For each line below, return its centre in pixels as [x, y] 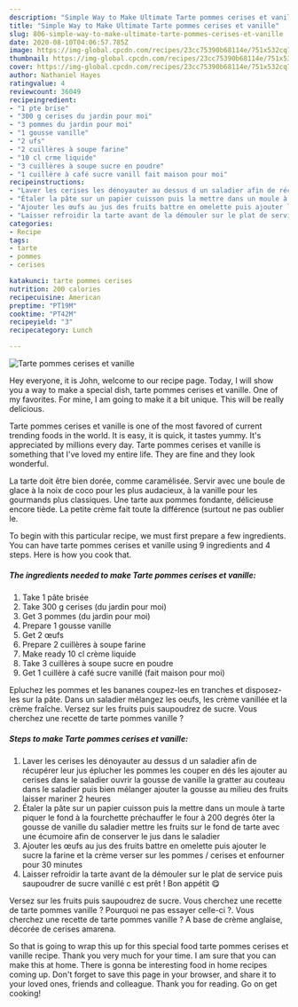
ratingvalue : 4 [37, 83]
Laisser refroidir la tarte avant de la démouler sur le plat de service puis [153, 874]
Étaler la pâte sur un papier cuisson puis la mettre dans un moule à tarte [153, 807]
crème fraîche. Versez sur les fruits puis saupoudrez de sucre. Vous [133, 708]
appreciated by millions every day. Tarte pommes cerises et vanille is [135, 445]
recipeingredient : [43, 100]
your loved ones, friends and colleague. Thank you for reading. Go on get [143, 983]
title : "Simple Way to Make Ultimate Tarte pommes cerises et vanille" [144, 26]
